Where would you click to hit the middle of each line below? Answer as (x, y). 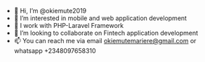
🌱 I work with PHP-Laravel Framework (69, 25)
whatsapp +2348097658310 (55, 51)
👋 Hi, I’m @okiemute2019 (50, 11)
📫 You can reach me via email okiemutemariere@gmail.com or (105, 41)
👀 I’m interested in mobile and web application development (100, 18)
